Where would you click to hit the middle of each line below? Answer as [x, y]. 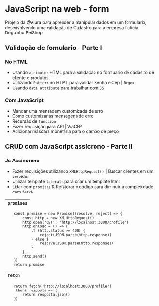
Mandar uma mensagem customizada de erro [57, 111]
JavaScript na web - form [57, 9]
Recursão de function [34, 121]
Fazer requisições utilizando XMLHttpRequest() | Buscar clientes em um [83, 171]
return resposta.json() [46, 294]
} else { [40, 239]
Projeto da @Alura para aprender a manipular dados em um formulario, [76, 22]
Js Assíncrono [22, 161]
